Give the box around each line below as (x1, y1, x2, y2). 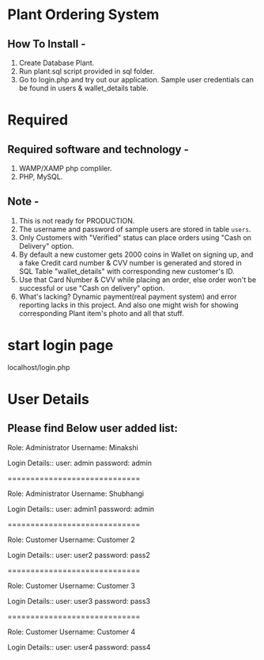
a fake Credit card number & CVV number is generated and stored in (18, 258, 242, 267)
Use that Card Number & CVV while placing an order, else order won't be (18, 275, 257, 284)
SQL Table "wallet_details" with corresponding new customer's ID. (18, 266, 235, 276)
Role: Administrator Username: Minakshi (7, 442, 139, 452)
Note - (7, 195, 40, 208)
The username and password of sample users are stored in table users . (18, 224, 251, 234)
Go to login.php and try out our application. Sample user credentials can (18, 75, 254, 84)
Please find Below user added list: (7, 422, 179, 435)
